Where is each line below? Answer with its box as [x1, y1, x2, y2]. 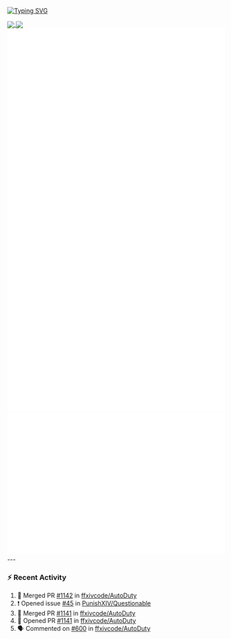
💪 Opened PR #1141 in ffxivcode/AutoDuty [17, 616, 136, 624]
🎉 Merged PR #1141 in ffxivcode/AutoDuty [17, 608, 136, 617]
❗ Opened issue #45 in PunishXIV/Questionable [17, 599, 151, 607]
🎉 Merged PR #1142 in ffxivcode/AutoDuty [17, 591, 137, 599]
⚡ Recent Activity [7, 573, 67, 583]
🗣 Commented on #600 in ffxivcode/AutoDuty [17, 624, 151, 632]
